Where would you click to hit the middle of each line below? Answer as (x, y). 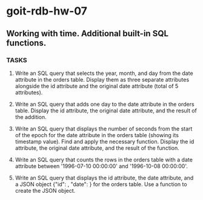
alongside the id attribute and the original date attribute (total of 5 (97, 86)
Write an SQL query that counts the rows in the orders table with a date (104, 160)
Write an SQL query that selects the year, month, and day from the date (104, 73)
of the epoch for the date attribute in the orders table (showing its (97, 135)
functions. (26, 43)
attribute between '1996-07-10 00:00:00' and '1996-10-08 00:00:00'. (101, 166)
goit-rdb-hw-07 (47, 11)
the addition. (31, 117)
